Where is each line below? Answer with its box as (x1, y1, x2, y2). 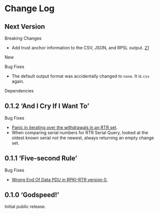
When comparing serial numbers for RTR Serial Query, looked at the (11, 129, 148, 135)
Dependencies (4, 88, 34, 93)
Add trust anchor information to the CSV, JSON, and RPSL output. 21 (11, 45, 149, 50)
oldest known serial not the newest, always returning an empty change (11, 135, 154, 141)
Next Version (4, 22, 45, 31)
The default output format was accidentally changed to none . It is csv (11, 73, 150, 79)
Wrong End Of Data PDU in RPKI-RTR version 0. (11, 176, 108, 182)
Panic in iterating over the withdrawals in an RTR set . (11, 124, 118, 130)
